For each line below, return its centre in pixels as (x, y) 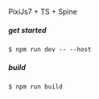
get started (27, 30)
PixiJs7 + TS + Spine (43, 12)
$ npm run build (35, 87)
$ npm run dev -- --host (50, 49)
